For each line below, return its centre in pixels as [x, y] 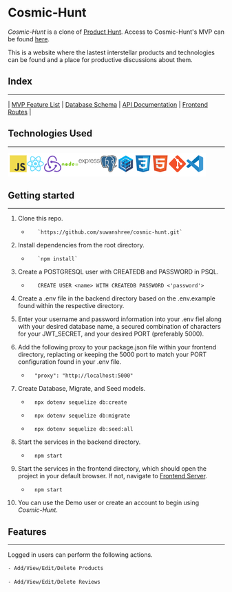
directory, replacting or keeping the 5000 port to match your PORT [112, 355]
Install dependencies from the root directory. [81, 245]
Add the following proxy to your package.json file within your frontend [117, 347]
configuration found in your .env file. [70, 362]
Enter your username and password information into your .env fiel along [120, 319]
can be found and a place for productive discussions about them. [101, 59]
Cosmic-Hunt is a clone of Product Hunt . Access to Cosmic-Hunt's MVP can [116, 32]
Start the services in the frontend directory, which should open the [112, 469]
